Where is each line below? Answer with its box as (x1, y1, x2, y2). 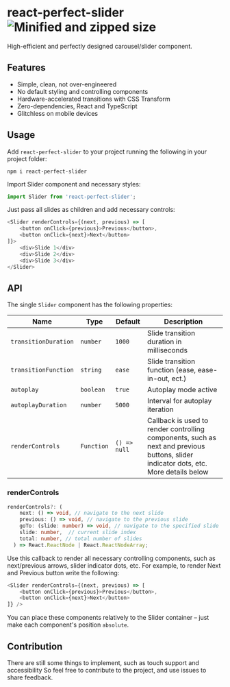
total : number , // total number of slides (19, 535, 142, 542)
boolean (80, 386, 105, 394)
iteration (146, 405, 175, 414)
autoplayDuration (10, 401, 67, 409)
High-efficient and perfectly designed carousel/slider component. (7, 42, 193, 50)
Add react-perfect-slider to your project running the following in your (7, 147, 207, 156)
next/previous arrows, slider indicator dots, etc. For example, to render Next (7, 561, 221, 570)
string (80, 366, 102, 374)
